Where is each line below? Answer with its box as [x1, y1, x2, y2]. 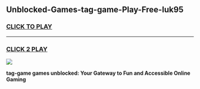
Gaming [6, 75, 26, 82]
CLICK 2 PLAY [6, 44, 48, 53]
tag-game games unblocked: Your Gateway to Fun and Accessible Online [6, 69, 190, 77]
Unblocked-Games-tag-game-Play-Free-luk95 [6, 5, 184, 15]
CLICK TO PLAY [6, 23, 52, 31]
